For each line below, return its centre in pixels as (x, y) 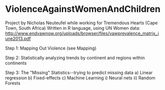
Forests (13, 83)
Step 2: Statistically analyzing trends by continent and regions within (75, 57)
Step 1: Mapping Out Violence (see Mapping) (51, 48)
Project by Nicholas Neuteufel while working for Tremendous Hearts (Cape (82, 23)
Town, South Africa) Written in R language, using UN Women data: (73, 28)
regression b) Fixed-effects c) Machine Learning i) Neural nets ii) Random (80, 78)
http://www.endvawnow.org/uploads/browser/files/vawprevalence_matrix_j (82, 33)
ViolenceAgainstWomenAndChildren (83, 9)
